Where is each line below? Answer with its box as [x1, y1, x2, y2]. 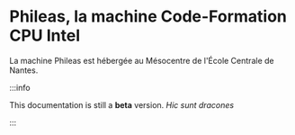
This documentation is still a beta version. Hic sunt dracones [9, 99, 235, 110]
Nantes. [9, 65, 39, 76]
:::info [9, 82, 31, 93]
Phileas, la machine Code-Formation [9, 6, 288, 27]
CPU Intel [9, 25, 81, 46]
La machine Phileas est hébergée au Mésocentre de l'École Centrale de [9, 55, 274, 66]
